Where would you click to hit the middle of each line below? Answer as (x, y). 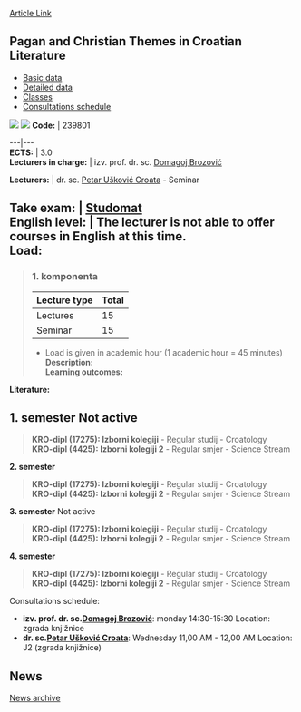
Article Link (30, 13)
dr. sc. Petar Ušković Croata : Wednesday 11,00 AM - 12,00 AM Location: (157, 638)
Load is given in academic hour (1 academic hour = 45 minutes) (164, 352)
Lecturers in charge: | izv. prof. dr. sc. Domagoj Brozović (116, 161)
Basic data (42, 77)
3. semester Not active (53, 512)
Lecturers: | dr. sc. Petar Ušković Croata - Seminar (105, 180)
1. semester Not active (73, 418)
